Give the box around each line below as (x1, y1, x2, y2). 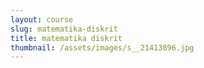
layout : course (10, 14, 74, 25)
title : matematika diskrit (10, 33, 123, 43)
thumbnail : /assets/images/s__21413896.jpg (10, 42, 195, 53)
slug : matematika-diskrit (10, 24, 118, 34)
